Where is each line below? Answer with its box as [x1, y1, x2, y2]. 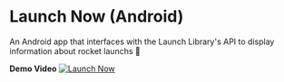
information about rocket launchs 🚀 [9, 45, 141, 56]
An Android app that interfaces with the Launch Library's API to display [9, 36, 275, 47]
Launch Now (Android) [9, 6, 184, 27]
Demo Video [9, 63, 57, 74]
